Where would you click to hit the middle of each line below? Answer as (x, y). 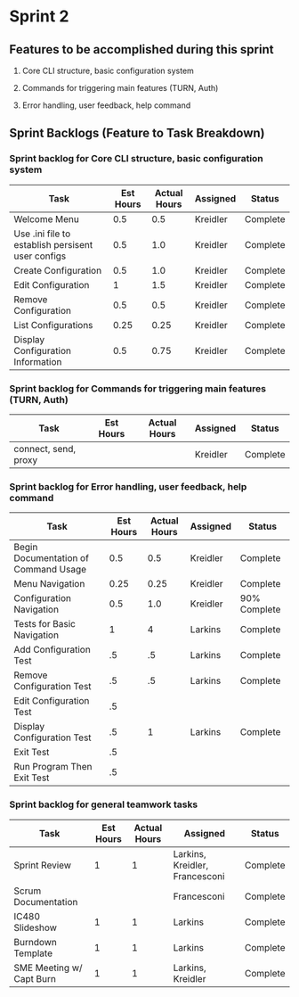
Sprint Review (43, 865)
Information (38, 361)
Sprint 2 (39, 16)
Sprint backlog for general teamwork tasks (104, 804)
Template (33, 953)
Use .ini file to (42, 234)
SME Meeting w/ (48, 968)
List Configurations (53, 325)
